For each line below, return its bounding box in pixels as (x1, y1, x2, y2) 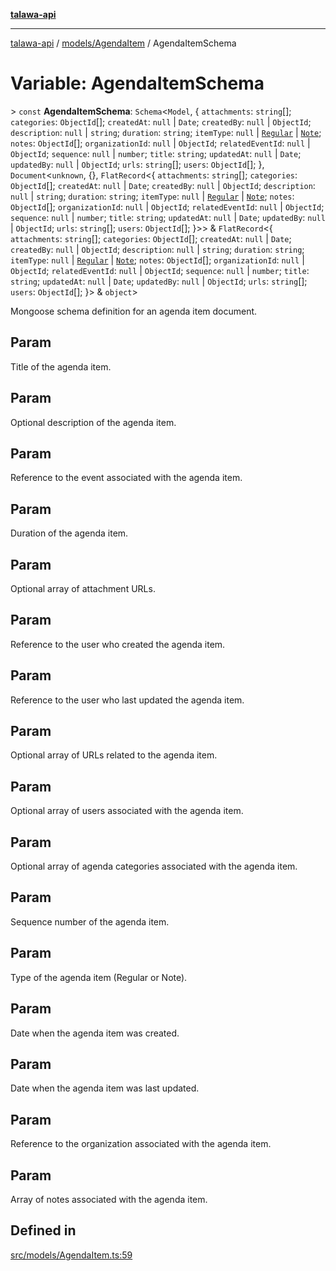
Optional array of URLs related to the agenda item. (10, 749, 218, 761)
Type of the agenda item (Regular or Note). (10, 971, 188, 983)
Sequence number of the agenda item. (10, 915, 170, 928)
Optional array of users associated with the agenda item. (10, 805, 244, 817)
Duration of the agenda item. (10, 527, 129, 539)
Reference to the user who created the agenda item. (10, 638, 226, 650)
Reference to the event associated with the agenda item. (10, 472, 243, 484)
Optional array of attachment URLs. (10, 583, 156, 594)
